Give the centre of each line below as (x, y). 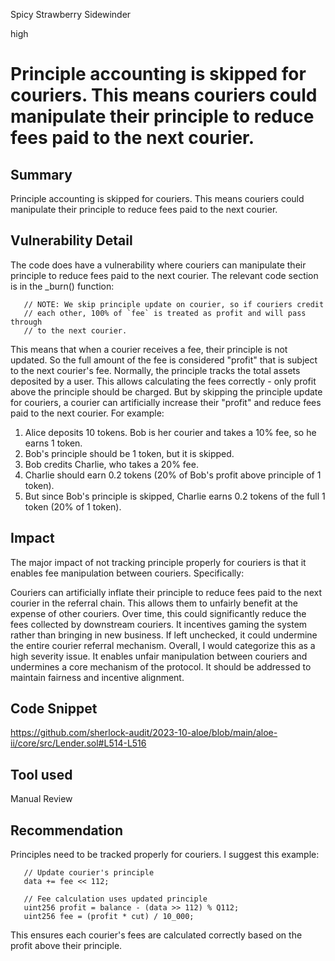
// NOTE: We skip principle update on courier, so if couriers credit (174, 304)
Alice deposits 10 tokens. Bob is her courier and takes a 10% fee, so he (170, 432)
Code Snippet (54, 709)
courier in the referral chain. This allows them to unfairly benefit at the (154, 603)
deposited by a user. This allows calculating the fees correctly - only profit (163, 381)
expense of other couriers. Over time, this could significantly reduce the (158, 613)
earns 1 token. (53, 443)
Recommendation (66, 830)
